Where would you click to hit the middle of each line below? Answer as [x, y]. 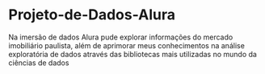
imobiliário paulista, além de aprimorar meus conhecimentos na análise [126, 45]
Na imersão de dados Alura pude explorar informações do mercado [121, 37]
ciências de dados [39, 63]
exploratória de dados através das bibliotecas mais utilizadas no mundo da [132, 54]
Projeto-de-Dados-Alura [92, 15]
